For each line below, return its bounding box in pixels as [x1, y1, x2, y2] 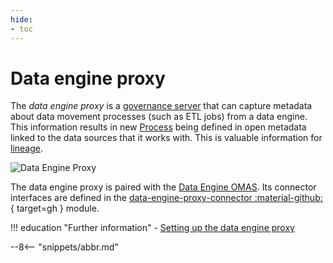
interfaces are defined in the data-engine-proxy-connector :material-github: [10, 192, 323, 204]
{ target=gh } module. [10, 202, 100, 215]
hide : [10, 14, 33, 25]
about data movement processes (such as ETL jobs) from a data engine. [10, 111, 308, 123]
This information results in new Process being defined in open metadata [10, 121, 307, 133]
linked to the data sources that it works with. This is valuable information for [10, 132, 323, 144]
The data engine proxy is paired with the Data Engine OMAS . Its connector [10, 181, 317, 193]
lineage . [10, 142, 44, 155]
